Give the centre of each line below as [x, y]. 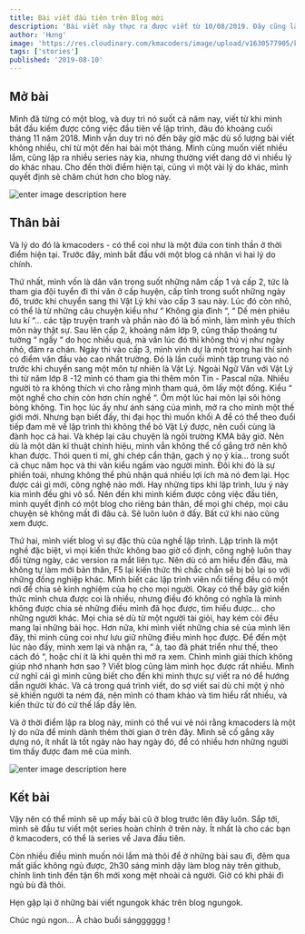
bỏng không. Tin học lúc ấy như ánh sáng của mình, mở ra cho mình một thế [152, 407]
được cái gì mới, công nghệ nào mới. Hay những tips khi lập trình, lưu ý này [149, 484]
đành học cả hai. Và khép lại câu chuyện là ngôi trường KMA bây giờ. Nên [147, 436]
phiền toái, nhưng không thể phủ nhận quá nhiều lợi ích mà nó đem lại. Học [150, 474]
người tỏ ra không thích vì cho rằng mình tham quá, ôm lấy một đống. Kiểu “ [151, 388]
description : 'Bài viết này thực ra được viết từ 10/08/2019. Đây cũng [148, 26]
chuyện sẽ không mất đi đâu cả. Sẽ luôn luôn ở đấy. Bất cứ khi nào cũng [144, 513]
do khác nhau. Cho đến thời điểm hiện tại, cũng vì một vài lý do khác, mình [149, 167]
